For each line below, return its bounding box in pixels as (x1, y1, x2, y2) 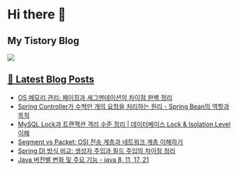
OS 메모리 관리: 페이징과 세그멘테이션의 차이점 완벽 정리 (17, 93, 173, 101)
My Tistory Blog (7, 35, 80, 47)
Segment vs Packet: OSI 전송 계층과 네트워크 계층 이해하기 (17, 138, 183, 146)
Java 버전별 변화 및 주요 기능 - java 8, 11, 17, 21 (17, 155, 149, 164)
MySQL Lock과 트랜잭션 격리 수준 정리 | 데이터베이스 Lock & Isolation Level (17, 120, 231, 128)
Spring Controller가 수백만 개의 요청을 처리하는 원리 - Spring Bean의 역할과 (17, 102, 229, 111)
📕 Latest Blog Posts (7, 74, 94, 86)
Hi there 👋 (7, 6, 66, 23)
